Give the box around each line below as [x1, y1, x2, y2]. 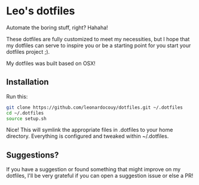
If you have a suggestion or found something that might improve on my [6, 166, 181, 173]
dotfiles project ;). [6, 48, 50, 55]
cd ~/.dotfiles [6, 110, 44, 116]
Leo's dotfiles [6, 4, 75, 18]
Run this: [6, 92, 28, 100]
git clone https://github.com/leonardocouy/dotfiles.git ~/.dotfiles [6, 104, 183, 110]
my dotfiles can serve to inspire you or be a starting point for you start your [6, 42, 191, 49]
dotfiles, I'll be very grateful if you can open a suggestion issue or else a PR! [6, 172, 194, 180]
